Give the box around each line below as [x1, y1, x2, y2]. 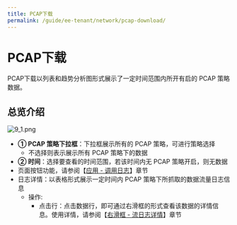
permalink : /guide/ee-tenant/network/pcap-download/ [7, 17, 166, 24]
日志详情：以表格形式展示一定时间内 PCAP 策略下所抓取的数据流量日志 [17, 175, 224, 184]
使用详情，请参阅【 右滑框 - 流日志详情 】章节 [51, 210, 182, 219]
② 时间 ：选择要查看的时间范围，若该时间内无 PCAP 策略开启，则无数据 [17, 157, 228, 166]
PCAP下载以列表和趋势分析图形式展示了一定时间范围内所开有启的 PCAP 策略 [7, 74, 230, 83]
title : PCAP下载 [7, 10, 53, 18]
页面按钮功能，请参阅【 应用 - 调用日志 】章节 [17, 166, 149, 175]
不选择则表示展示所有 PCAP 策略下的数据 [28, 149, 148, 157]
